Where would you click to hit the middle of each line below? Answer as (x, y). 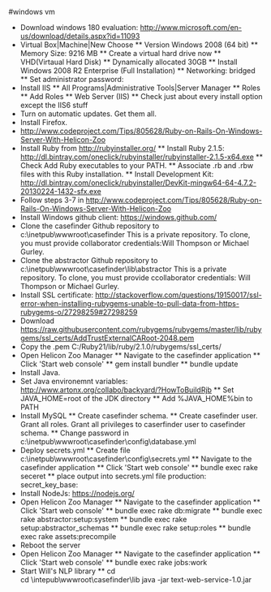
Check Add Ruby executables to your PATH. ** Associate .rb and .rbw (137, 165)
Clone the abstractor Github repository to (89, 260)
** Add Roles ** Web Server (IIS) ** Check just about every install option (141, 96)
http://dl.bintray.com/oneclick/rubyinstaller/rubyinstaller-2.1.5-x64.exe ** (142, 157)
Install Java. (40, 372)
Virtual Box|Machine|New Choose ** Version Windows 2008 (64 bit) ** (139, 45)
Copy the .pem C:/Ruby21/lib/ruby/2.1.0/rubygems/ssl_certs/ (120, 347)
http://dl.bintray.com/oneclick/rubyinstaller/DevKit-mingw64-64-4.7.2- (138, 183)
